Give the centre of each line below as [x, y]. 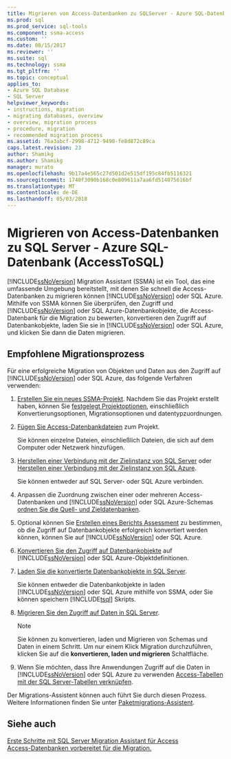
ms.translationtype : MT [41, 186]
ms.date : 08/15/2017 [37, 45]
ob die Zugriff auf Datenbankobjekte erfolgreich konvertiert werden [112, 530]
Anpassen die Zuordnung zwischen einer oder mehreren [97, 494]
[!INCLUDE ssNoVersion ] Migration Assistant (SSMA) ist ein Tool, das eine [111, 281]
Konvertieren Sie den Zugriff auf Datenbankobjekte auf [95, 550]
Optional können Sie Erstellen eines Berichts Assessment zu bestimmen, [120, 522]
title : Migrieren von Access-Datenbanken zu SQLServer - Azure [100, 13]
